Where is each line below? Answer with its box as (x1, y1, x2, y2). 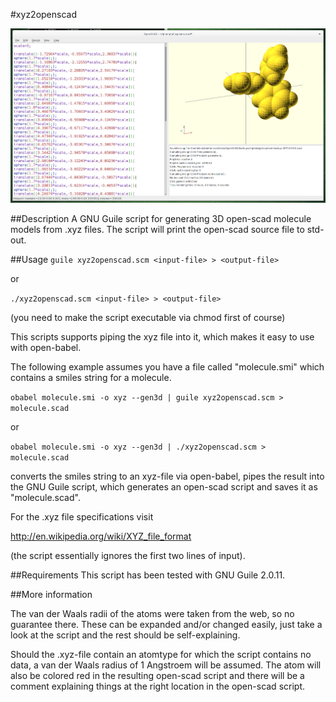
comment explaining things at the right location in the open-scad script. (10, 680, 306, 692)
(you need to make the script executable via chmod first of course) (10, 311, 286, 323)
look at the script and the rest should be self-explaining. (10, 629, 241, 641)
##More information (10, 588, 93, 600)
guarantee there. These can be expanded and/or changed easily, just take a (10, 618, 323, 630)
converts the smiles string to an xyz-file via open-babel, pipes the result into (10, 470, 325, 482)
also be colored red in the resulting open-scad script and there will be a (10, 669, 305, 681)
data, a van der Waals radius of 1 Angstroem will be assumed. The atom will (10, 659, 322, 671)
